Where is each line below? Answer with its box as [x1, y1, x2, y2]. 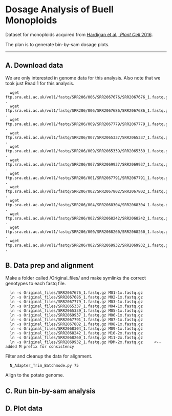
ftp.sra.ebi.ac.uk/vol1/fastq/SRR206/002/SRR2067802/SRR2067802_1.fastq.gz [5, 189, 170, 194]
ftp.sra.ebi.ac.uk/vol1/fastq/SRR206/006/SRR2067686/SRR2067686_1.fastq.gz [5, 108, 170, 113]
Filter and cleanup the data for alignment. [5, 353, 93, 359]
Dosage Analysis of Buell [5, 4, 114, 15]
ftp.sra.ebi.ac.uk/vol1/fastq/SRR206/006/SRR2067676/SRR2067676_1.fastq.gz [5, 94, 170, 100]
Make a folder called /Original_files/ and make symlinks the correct [5, 274, 146, 281]
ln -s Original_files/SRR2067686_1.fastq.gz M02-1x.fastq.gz [10, 294, 143, 300]
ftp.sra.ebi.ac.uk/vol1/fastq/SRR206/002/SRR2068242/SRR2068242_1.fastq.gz [5, 215, 170, 221]
